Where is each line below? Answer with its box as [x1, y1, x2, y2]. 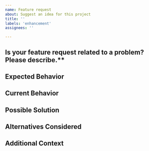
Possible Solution [5, 106, 60, 114]
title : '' [5, 16, 25, 21]
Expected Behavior [5, 72, 65, 81]
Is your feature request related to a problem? [5, 48, 144, 57]
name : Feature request [5, 7, 51, 12]
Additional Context [5, 139, 64, 148]
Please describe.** [5, 56, 65, 64]
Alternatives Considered [5, 122, 82, 131]
